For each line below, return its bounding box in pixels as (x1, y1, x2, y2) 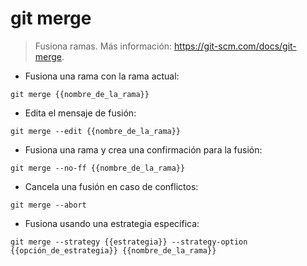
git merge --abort (10, 200, 87, 210)
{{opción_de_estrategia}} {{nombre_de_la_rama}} (10, 245, 217, 256)
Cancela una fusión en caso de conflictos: (24, 180, 199, 192)
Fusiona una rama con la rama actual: (24, 70, 180, 82)
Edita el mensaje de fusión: (24, 107, 137, 119)
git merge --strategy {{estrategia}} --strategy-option (10, 237, 248, 247)
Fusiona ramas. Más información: (34, 40, 173, 52)
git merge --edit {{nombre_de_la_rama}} (10, 126, 182, 136)
